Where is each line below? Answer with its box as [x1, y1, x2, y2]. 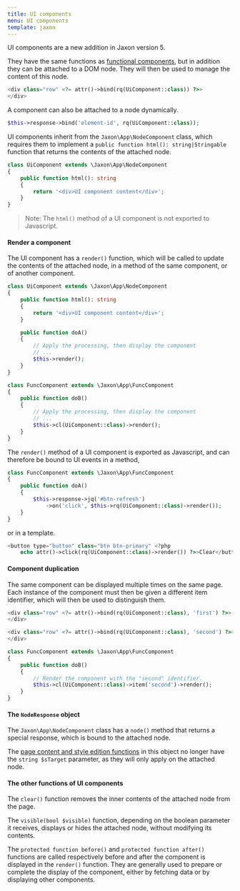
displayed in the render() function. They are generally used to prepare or [7, 860, 223, 869]
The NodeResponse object [7, 710, 80, 718]
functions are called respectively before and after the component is [7, 852, 206, 861]
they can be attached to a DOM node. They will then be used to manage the [7, 65, 231, 74]
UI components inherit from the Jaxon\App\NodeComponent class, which [7, 133, 213, 141]
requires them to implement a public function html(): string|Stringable [7, 140, 227, 148]
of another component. [7, 269, 76, 278]
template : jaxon [7, 24, 56, 31]
